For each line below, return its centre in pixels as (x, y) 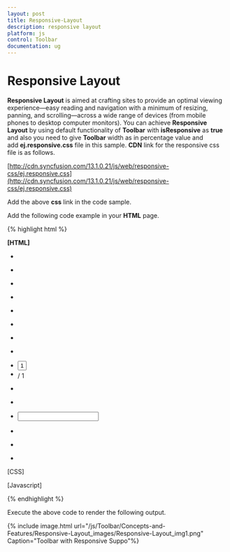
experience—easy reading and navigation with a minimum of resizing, (108, 108)
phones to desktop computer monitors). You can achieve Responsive (107, 123)
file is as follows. (31, 152)
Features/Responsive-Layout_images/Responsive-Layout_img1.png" (106, 533)
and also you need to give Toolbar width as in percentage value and (106, 137)
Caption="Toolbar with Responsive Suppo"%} (73, 541)
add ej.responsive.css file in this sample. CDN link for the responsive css (114, 145)
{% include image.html (40, 525)
